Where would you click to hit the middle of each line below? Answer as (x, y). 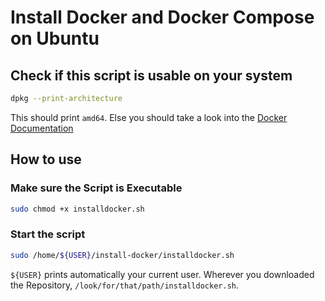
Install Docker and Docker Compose (162, 17)
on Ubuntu (55, 38)
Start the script (48, 234)
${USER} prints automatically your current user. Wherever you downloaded (162, 274)
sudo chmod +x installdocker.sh (77, 209)
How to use (46, 159)
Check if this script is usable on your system (151, 75)
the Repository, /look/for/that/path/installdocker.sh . (124, 285)
